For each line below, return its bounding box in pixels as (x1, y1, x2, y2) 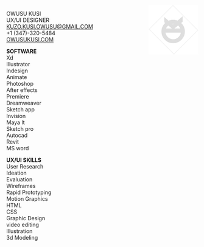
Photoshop (6, 80, 34, 87)
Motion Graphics (6, 195, 48, 202)
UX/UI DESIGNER (6, 16, 50, 24)
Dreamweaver (6, 99, 41, 106)
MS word (6, 145, 29, 151)
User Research (6, 163, 44, 170)
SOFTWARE (6, 47, 37, 55)
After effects (6, 86, 38, 94)
